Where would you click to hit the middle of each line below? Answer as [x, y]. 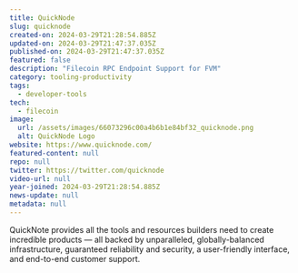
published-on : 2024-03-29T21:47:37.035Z [87, 52]
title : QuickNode [42, 18]
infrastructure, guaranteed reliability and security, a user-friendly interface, [150, 249]
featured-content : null [55, 153]
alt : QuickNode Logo [56, 136]
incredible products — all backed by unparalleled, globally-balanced [137, 239]
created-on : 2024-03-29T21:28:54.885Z [83, 35]
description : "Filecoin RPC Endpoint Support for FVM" [115, 69]
